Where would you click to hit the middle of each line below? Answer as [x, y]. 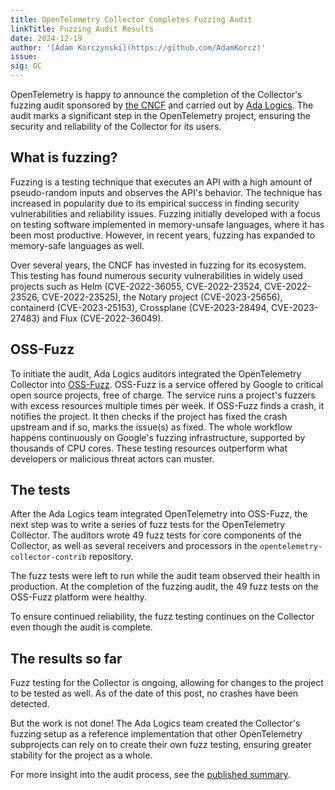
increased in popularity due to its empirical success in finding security [155, 203]
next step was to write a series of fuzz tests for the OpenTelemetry [148, 525]
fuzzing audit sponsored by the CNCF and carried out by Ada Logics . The [162, 105]
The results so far [66, 658]
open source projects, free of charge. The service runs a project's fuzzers [163, 395]
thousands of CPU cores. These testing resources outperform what [149, 448]
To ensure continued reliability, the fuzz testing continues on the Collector [162, 617]
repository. [111, 557]
